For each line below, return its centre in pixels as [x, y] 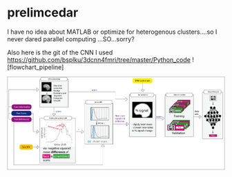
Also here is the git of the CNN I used [60, 52]
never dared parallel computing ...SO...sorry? [71, 39]
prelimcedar [43, 13]
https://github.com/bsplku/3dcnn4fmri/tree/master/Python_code [99, 59]
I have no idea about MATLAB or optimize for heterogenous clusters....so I [112, 32]
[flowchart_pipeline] [36, 67]
